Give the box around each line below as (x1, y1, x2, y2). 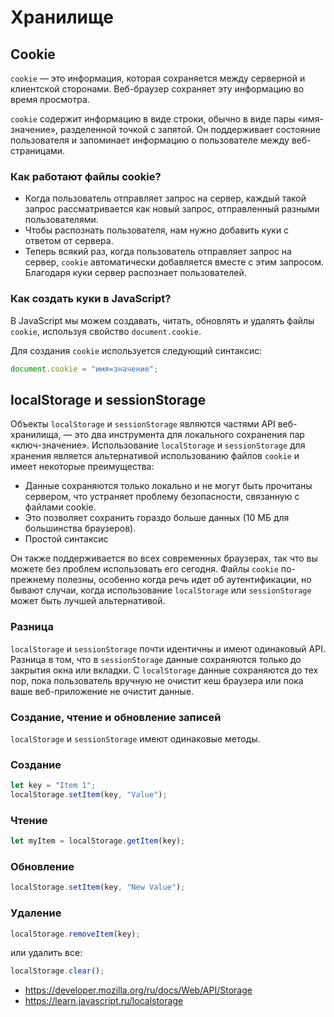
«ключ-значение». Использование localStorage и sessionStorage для (10, 439, 306, 451)
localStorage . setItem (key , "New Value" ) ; (10, 882, 186, 893)
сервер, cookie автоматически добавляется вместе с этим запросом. (24, 256, 325, 268)
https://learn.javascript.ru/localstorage (24, 995, 184, 1007)
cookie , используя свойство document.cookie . (10, 325, 202, 337)
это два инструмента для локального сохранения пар (74, 429, 305, 441)
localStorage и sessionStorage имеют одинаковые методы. (10, 732, 261, 745)
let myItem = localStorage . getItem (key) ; (10, 836, 186, 846)
